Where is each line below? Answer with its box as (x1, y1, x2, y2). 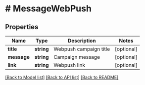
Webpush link (53, 62, 86, 68)
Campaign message (53, 54, 100, 60)
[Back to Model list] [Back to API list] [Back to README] (5, 75, 119, 80)
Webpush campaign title (53, 45, 110, 52)
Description (67, 38, 96, 44)
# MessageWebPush (5, 3, 92, 14)
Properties (5, 23, 39, 31)
